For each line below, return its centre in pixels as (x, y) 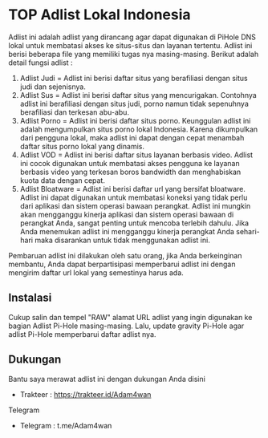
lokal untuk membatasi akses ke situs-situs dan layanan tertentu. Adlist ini (130, 45)
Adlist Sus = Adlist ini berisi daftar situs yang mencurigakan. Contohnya (138, 95)
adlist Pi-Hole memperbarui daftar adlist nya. (82, 334)
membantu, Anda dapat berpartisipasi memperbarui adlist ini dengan (122, 264)
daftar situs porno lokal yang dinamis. (82, 146)
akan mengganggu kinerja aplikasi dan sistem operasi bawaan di (127, 214)
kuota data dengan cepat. (63, 180)
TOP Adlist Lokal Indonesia (99, 15)
